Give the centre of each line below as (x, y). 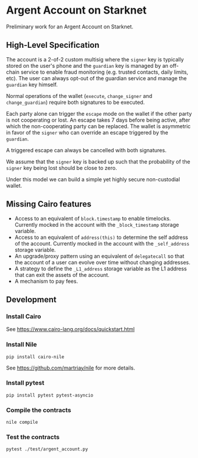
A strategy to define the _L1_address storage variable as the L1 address (101, 269)
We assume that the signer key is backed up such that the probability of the (98, 161)
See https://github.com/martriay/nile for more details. (71, 368)
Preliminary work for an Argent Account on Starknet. (70, 27)
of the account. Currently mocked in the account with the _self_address (102, 243)
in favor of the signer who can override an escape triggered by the (87, 132)
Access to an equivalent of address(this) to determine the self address (101, 237)
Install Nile (22, 345)
